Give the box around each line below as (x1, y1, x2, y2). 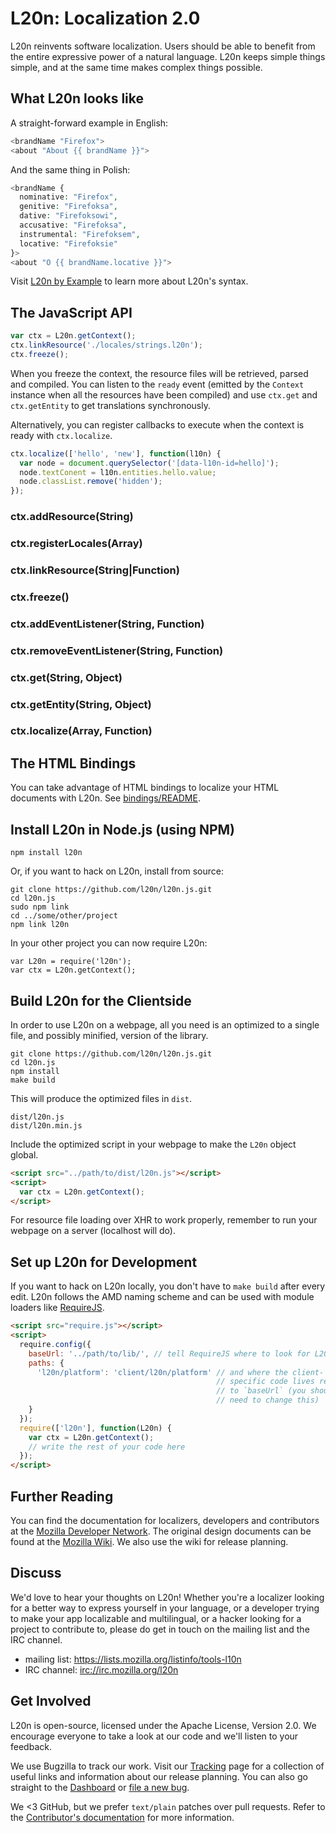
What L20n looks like (10, 90, 144, 107)
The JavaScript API (10, 304, 133, 321)
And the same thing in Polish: (10, 163, 131, 176)
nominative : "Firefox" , (19, 192, 118, 202)
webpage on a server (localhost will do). (10, 1225, 176, 1237)
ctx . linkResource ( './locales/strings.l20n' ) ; (10, 340, 203, 351)
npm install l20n (10, 848, 83, 858)
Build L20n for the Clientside (10, 992, 192, 1009)
